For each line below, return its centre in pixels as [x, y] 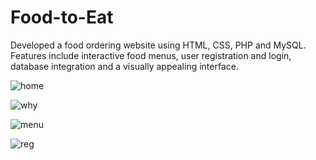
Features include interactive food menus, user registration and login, [151, 55]
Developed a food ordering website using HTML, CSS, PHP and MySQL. [158, 45]
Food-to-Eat [62, 17]
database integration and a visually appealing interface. [124, 66]
